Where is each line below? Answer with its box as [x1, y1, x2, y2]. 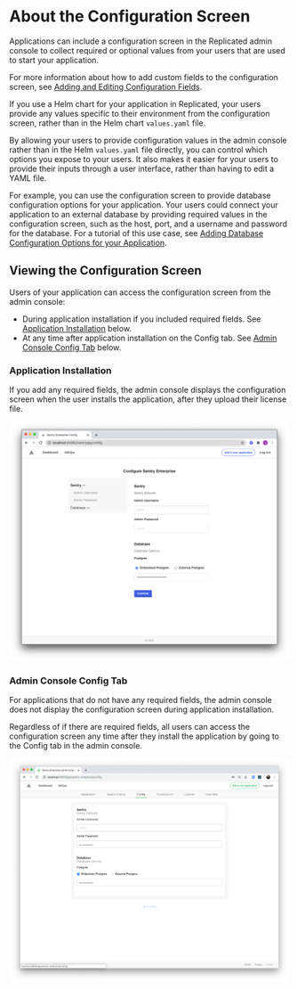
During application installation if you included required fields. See [21, 314, 261, 324]
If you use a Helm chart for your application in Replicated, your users [9, 98, 261, 109]
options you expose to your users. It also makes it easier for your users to [9, 153, 278, 164]
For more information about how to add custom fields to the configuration [9, 71, 278, 82]
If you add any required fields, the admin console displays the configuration [9, 385, 286, 396]
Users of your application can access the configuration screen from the [9, 287, 271, 298]
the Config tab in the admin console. [9, 740, 142, 751]
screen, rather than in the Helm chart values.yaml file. [9, 118, 206, 128]
